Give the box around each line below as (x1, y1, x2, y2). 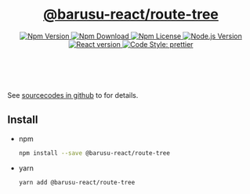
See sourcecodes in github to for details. (7, 90, 139, 99)
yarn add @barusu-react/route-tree (18, 178, 136, 186)
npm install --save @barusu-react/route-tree (18, 149, 170, 157)
